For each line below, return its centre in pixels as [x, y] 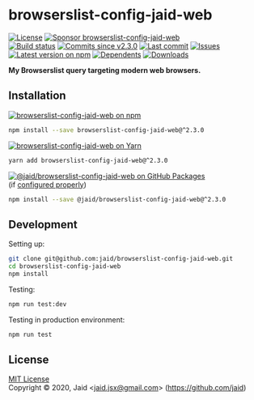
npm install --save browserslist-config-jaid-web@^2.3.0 [106, 130]
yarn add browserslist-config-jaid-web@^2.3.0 [88, 160]
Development [43, 224]
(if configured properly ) [48, 185]
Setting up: [27, 244]
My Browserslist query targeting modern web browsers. [105, 70]
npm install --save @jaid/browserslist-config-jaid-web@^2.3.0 [117, 199]
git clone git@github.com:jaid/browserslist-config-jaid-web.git [121, 259]
